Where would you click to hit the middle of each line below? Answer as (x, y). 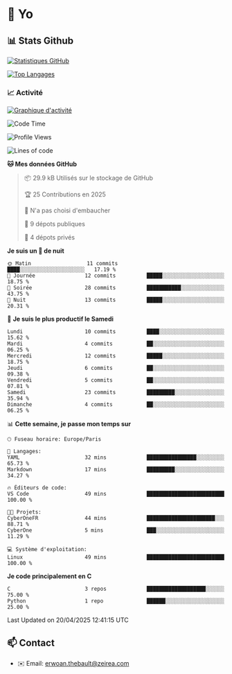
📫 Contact (31, 642)
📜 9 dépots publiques (54, 224)
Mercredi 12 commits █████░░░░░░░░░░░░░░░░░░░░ (116, 356)
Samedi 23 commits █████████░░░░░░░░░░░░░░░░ (116, 393)
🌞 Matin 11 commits (63, 264)
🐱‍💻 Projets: (24, 512)
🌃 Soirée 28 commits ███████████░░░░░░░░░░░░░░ (116, 288)
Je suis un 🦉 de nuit (36, 251)
